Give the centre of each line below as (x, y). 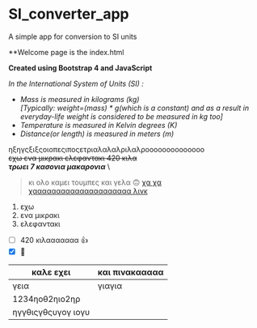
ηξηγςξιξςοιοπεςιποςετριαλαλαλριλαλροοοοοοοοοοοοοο (107, 149)
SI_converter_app (69, 14)
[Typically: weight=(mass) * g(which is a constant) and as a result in (135, 108)
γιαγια (110, 286)
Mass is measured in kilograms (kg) (80, 99)
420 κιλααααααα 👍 (54, 240)
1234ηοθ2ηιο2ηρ (46, 299)
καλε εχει (51, 272)
